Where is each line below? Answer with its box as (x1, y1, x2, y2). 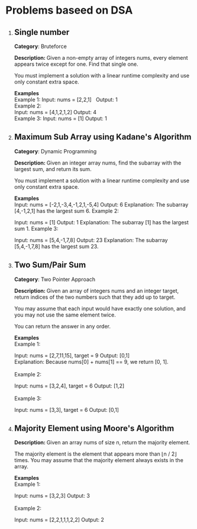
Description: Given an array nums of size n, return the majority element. (14, 439, 190, 446)
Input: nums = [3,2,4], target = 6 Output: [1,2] (14, 382, 125, 389)
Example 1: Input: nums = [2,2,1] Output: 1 (14, 96, 118, 103)
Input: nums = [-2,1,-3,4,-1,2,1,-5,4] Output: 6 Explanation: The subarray (14, 201, 189, 208)
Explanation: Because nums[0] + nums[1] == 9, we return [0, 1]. (14, 358, 169, 365)
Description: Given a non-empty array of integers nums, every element (14, 54, 188, 61)
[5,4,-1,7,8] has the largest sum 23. (14, 243, 99, 250)
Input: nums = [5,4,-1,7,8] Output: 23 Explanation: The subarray (14, 236, 168, 243)
